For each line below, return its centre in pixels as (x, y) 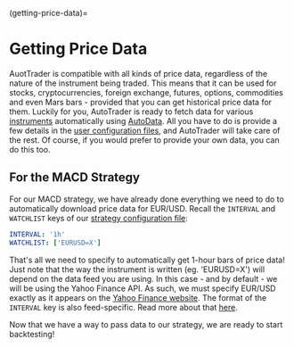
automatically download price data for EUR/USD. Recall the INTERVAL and (143, 208)
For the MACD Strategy (75, 178)
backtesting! (32, 334)
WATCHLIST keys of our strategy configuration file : (99, 218)
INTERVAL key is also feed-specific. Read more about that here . (123, 307)
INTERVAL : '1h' (37, 234)
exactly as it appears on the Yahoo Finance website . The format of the (138, 297)
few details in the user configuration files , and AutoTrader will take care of (145, 130)
